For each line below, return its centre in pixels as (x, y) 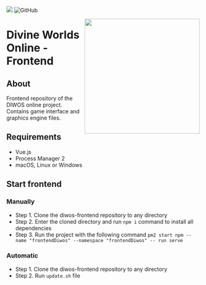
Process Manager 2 (40, 158)
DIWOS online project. (34, 105)
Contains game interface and (43, 111)
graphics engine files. (34, 118)
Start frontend (34, 184)
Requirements (34, 137)
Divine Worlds (43, 35)
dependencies (33, 228)
